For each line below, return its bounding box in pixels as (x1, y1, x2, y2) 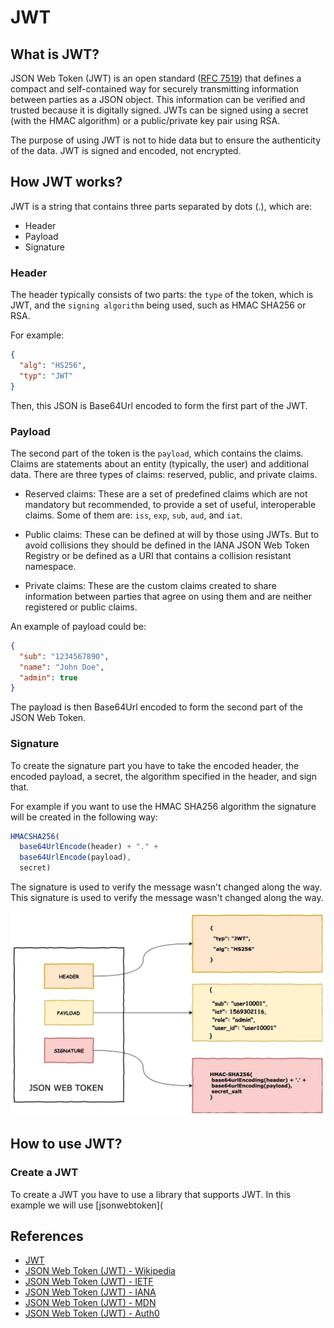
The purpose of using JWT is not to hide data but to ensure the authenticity (10, 134, 322, 146)
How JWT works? (10, 174, 123, 191)
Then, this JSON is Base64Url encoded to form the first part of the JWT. (10, 399, 308, 411)
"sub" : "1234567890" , (19, 651, 110, 661)
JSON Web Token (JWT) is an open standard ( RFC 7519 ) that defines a (10, 72, 302, 84)
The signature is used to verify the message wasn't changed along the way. (10, 881, 323, 893)
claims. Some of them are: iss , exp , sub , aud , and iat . (24, 509, 243, 521)
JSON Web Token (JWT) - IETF (24, 1276, 154, 1288)
